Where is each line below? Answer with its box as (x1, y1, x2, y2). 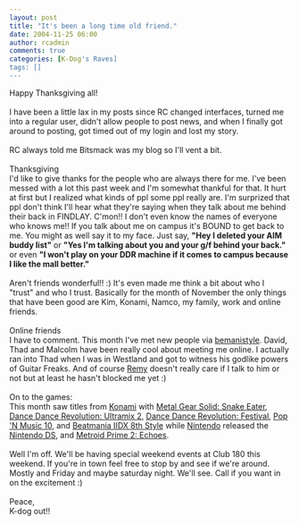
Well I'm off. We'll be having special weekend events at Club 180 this (9, 448, 261, 459)
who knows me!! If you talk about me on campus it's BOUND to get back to (9, 220, 285, 231)
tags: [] (9, 64, 42, 72)
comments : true (9, 47, 66, 55)
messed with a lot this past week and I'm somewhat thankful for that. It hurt (9, 182, 287, 193)
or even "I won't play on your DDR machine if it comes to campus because (9, 249, 288, 259)
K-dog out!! (9, 505, 51, 516)
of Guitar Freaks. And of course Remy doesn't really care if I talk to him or (9, 363, 280, 374)
